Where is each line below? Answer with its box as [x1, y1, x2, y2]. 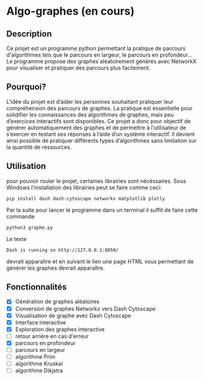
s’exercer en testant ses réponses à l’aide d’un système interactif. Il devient [6, 130, 195, 138]
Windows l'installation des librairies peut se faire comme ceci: [6, 184, 162, 191]
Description [6, 29, 52, 39]
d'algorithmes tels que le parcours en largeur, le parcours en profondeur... [6, 51, 192, 59]
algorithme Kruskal [15, 360, 63, 367]
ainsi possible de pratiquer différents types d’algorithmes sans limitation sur [6, 137, 197, 144]
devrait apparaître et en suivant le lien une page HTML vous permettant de [6, 257, 194, 265]
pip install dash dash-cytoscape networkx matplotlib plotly [6, 195, 166, 202]
